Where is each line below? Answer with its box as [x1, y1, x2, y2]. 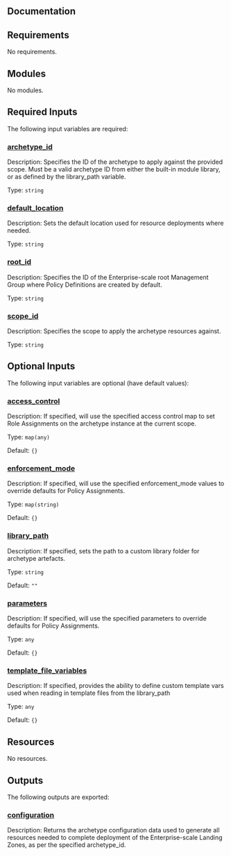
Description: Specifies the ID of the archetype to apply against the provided [7, 158, 223, 166]
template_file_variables [7, 666, 87, 675]
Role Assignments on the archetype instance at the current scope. [7, 419, 196, 428]
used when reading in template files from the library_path [7, 689, 171, 697]
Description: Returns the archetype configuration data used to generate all [7, 826, 220, 834]
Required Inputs [7, 106, 78, 118]
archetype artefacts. [7, 554, 66, 562]
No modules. [7, 86, 44, 94]
